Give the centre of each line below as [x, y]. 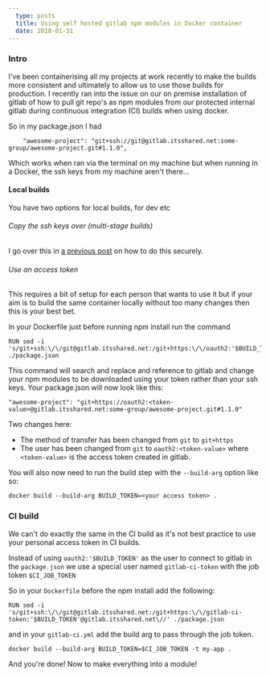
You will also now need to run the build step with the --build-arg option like [133, 473]
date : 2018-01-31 [45, 31]
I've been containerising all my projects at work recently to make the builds [133, 76]
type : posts [36, 16]
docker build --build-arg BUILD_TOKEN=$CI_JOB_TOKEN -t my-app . [120, 649]
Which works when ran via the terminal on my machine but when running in [133, 162]
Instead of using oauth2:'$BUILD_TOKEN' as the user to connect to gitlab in [130, 558]
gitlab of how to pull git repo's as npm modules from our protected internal [132, 102]
